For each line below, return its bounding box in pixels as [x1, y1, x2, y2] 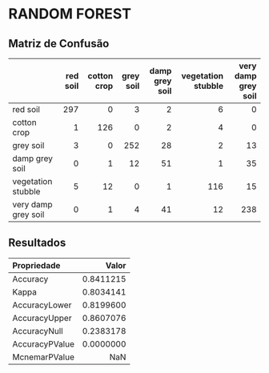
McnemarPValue [12, 351, 74, 363]
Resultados [8, 236, 66, 250]
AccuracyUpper [12, 312, 72, 323]
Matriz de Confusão [8, 37, 110, 50]
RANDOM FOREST [8, 5, 132, 23]
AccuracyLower [12, 299, 72, 311]
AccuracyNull [12, 325, 63, 336]
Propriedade [12, 259, 61, 271]
